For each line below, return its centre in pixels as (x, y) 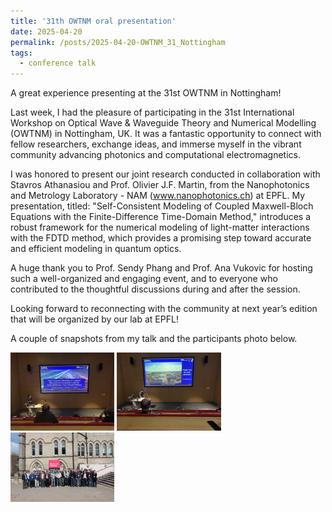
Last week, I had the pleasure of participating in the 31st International (152, 112)
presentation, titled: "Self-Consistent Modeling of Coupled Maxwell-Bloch (162, 206)
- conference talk (58, 63)
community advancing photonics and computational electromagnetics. (155, 155)
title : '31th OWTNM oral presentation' (93, 21)
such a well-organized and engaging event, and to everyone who (144, 279)
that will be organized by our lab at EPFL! (94, 319)
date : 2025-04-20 (46, 31)
